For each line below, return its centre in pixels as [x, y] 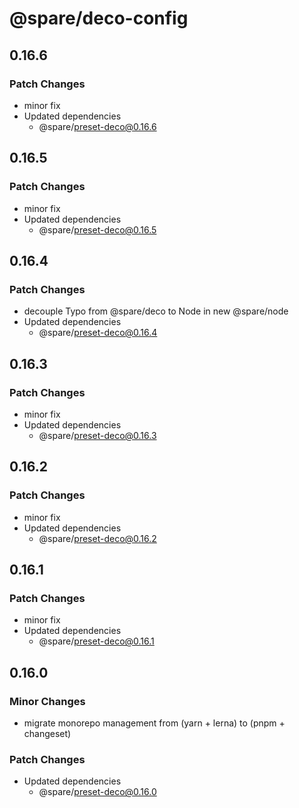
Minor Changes [47, 701]
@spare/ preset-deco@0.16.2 [97, 538]
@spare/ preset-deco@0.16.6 [97, 126]
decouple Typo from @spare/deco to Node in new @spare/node [156, 311]
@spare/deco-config [99, 18]
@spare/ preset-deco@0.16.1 [96, 641]
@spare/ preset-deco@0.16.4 [98, 333]
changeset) [47, 733]
